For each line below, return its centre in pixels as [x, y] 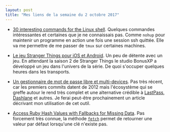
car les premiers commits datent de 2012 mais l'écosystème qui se [82, 87]
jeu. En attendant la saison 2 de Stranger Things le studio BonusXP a [84, 61]
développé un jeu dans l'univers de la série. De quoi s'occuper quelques [88, 66]
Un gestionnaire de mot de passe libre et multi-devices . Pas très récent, [88, 82]
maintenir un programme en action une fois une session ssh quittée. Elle [88, 40]
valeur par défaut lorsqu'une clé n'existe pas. [60, 124]
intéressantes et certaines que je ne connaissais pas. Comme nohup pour [89, 35]
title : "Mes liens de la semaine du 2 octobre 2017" [62, 15]
